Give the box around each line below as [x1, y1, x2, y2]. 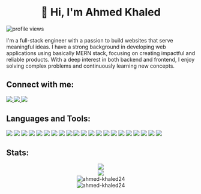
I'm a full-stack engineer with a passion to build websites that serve [6, 37, 173, 44]
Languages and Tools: [6, 114, 91, 124]
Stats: [6, 147, 29, 157]
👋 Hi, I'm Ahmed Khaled [41, 5, 161, 19]
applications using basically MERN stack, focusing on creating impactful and [6, 49, 196, 56]
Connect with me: [6, 80, 74, 90]
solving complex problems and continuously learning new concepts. [6, 62, 175, 69]
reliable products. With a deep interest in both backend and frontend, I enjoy [6, 56, 195, 63]
